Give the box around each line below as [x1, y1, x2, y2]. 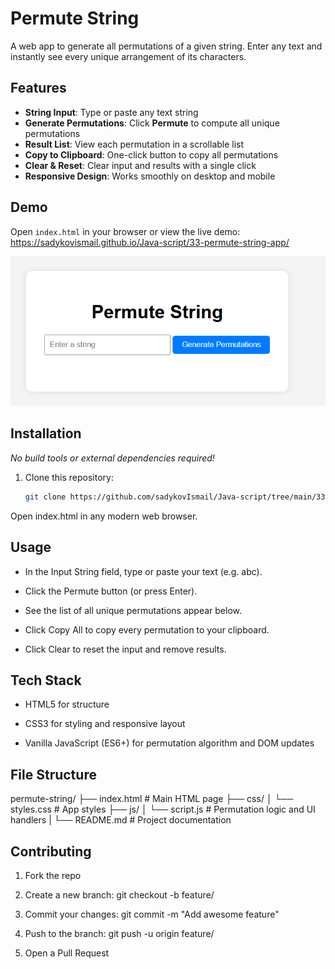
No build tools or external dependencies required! [10, 452, 215, 464]
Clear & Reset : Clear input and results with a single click [24, 159, 257, 171]
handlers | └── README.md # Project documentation [10, 814, 232, 826]
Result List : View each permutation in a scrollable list [24, 138, 245, 150]
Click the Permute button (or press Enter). [24, 585, 198, 597]
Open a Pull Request [24, 947, 110, 959]
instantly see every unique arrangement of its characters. [10, 50, 247, 62]
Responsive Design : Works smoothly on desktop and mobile [24, 170, 276, 182]
